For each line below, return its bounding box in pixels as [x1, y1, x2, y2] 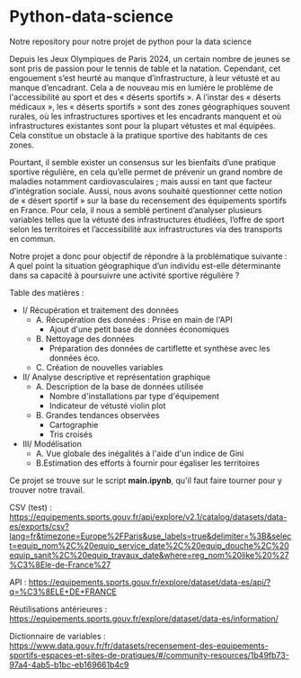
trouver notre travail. [9, 484, 85, 495]
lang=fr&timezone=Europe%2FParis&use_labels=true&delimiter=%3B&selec [9, 531, 292, 541]
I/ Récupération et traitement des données [22, 304, 180, 316]
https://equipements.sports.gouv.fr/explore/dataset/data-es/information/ [9, 613, 279, 624]
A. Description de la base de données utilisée [35, 380, 204, 392]
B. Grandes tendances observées [35, 409, 160, 420]
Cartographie [49, 419, 99, 430]
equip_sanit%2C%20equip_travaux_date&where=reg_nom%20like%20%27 [9, 549, 289, 560]
